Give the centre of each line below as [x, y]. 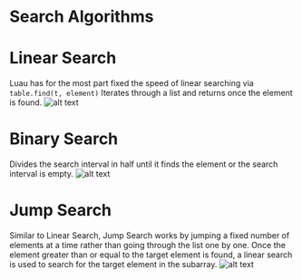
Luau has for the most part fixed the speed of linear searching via [132, 83]
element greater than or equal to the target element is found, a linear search [151, 255]
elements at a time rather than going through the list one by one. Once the [147, 245]
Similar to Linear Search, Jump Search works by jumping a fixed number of [150, 236]
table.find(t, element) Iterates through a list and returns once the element [151, 93]
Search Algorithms [82, 17]
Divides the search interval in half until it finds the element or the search [144, 164]
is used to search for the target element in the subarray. [113, 264]
